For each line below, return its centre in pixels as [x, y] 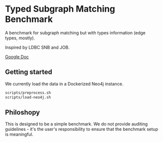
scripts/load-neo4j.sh [28, 97]
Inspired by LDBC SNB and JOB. [37, 47]
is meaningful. [19, 134]
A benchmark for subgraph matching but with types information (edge [75, 33]
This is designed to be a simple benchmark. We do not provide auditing [76, 124]
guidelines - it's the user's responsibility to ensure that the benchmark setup [81, 129]
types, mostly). [20, 38]
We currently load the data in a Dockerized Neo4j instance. [64, 84]
